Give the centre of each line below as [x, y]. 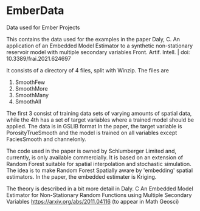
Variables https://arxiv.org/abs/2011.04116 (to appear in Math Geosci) [93, 201]
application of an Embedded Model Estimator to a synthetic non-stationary [100, 46]
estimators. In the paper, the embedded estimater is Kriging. [81, 176]
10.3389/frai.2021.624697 [39, 58]
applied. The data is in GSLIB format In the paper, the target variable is [94, 126]
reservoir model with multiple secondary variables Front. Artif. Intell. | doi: [98, 52]
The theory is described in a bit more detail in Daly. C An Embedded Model [100, 189]
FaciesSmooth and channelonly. [46, 139]
